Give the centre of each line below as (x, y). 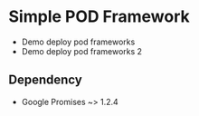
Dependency (45, 80)
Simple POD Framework (99, 17)
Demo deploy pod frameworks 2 (81, 51)
